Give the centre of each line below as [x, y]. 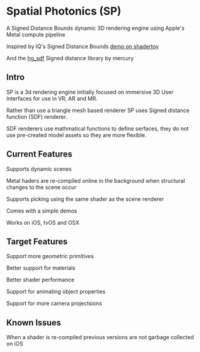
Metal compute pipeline [36, 34]
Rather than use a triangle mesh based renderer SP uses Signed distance [98, 110]
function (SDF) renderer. [37, 116]
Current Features [40, 154]
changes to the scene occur [42, 187]
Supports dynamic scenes [39, 169]
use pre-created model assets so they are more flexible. [77, 135]
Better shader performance [40, 280]
